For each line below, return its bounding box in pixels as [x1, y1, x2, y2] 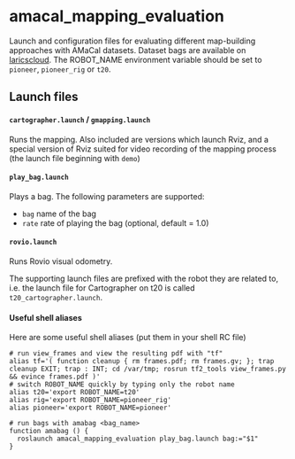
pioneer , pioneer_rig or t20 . [9, 64, 111, 74]
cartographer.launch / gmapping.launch [9, 113, 151, 125]
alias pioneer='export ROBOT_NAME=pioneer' [9, 403, 172, 413]
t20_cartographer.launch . [9, 292, 103, 302]
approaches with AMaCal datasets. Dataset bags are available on [9, 44, 246, 55]
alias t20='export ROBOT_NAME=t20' [9, 388, 140, 397]
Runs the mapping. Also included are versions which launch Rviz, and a [9, 134, 269, 144]
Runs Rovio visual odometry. [9, 255, 113, 267]
